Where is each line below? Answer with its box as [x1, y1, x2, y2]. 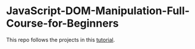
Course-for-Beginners [6, 17, 119, 30]
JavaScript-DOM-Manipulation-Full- [6, 4, 190, 18]
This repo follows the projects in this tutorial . [6, 36, 115, 43]
